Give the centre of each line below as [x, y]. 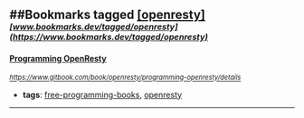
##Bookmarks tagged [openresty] [108, 15]
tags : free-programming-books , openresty [102, 94]
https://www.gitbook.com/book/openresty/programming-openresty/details [125, 78]
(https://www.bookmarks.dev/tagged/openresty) [109, 38]
